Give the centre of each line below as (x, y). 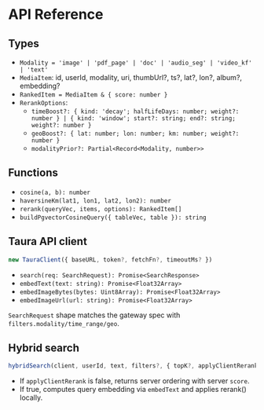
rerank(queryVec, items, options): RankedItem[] (101, 209)
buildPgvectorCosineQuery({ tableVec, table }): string (113, 218)
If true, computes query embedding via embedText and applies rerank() (133, 390)
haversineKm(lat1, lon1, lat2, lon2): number (95, 201)
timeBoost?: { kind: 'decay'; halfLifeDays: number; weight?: (135, 112)
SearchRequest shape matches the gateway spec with (94, 315)
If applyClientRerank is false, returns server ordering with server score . (134, 381)
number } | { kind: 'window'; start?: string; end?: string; (133, 119)
